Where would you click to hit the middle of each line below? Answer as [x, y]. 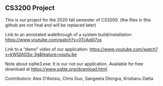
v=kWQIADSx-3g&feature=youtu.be [41, 54]
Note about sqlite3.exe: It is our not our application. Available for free [74, 64]
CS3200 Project [30, 8]
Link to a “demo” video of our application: [47, 49]
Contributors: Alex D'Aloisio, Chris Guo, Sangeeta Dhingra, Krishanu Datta [79, 78]
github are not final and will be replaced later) [51, 25]
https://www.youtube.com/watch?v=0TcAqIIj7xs [53, 40]
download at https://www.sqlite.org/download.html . [57, 69]
